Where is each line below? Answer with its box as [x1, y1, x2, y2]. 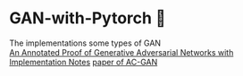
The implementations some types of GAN [9, 38, 162, 48]
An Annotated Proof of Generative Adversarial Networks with [9, 46, 234, 57]
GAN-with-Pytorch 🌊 [9, 8, 166, 29]
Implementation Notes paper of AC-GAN [9, 56, 158, 67]
